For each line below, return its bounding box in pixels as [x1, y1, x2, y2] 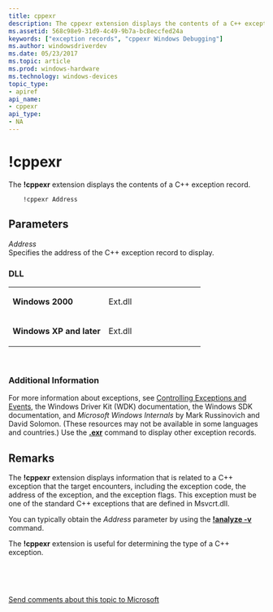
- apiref [8, 87, 38, 96]
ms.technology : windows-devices [8, 72, 118, 80]
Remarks [8, 451, 55, 465]
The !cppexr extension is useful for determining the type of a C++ [8, 539, 230, 549]
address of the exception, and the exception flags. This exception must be [8, 490, 258, 500]
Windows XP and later [12, 325, 101, 336]
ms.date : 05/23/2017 [8, 50, 79, 58]
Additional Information [8, 375, 100, 386]
